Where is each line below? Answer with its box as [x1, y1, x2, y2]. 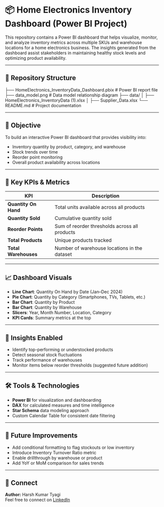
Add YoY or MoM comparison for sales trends [12, 460, 104, 466]
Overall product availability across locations [12, 159, 100, 165]
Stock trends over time [12, 149, 58, 155]
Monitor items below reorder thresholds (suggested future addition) [12, 362, 148, 368]
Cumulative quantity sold [54, 215, 112, 222]
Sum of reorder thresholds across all [54, 223, 138, 230]
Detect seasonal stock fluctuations [12, 352, 82, 358]
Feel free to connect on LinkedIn [5, 497, 70, 503]
